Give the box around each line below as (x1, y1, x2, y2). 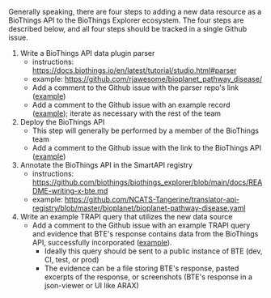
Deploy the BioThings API (19, 117, 105, 126)
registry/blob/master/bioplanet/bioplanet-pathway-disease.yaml (32, 203, 246, 213)
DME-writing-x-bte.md (32, 186, 108, 195)
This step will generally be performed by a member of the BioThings (32, 126, 259, 135)
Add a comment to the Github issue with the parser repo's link (32, 83, 239, 92)
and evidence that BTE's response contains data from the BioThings (32, 229, 259, 238)
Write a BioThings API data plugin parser (19, 49, 155, 57)
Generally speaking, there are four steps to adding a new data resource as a (8, 7, 262, 16)
